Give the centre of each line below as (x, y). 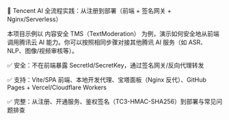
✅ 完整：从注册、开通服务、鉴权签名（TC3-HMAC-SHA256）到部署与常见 (112, 101)
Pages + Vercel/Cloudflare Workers (57, 87)
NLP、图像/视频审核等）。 (43, 51)
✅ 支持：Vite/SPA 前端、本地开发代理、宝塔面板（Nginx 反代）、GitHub (107, 80)
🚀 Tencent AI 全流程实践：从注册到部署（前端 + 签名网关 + (90, 11)
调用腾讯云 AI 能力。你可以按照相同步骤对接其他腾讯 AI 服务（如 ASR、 (107, 42)
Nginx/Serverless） (35, 19)
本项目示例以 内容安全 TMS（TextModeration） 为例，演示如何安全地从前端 (113, 34)
